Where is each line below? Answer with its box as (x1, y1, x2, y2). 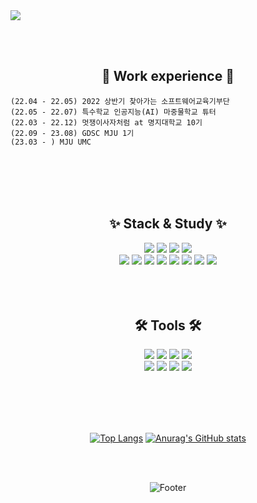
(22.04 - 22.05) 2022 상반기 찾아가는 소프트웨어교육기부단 (10, 96, 230, 106)
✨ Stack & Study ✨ (109, 215, 227, 233)
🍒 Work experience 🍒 (101, 68, 235, 85)
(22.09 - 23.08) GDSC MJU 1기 (10, 128, 135, 138)
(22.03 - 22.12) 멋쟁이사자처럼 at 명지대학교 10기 (10, 117, 203, 128)
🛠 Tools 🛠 (134, 317, 202, 334)
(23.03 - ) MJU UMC (10, 137, 92, 147)
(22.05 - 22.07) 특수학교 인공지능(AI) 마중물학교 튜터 (10, 107, 217, 117)
